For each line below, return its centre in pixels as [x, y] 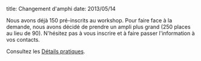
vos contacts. [23, 40]
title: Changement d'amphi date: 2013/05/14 [61, 9]
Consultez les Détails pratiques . [46, 51]
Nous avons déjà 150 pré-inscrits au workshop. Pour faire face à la [89, 20]
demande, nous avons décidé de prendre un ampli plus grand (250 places [98, 27]
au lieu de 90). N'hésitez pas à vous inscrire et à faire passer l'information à [100, 33]
